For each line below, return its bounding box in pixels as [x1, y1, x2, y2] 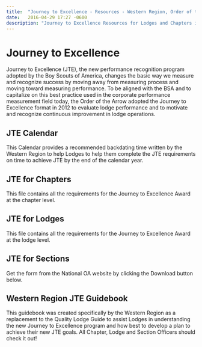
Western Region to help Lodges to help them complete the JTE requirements [6, 150, 196, 158]
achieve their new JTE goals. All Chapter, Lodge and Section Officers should [6, 328, 195, 336]
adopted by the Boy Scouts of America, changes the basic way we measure [6, 72, 194, 79]
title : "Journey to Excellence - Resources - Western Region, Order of [6, 8, 192, 15]
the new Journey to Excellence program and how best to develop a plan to [6, 322, 191, 330]
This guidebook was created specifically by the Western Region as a [6, 309, 176, 316]
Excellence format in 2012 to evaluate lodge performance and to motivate [6, 104, 188, 111]
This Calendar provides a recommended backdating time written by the [6, 144, 183, 151]
